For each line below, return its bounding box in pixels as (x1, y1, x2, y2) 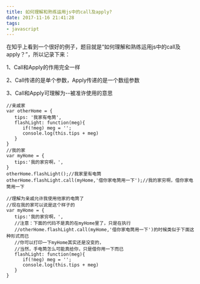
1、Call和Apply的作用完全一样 (6, 64, 81, 71)
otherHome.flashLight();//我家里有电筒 (6, 171, 102, 177)
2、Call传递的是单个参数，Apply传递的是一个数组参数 (6, 76, 140, 84)
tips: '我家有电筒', (14, 115, 62, 121)
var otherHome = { (6, 108, 53, 114)
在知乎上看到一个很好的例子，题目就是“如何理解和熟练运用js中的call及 (6, 43, 181, 50)
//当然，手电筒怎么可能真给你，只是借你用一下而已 (14, 246, 124, 252)
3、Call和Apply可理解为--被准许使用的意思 (6, 89, 113, 97)
